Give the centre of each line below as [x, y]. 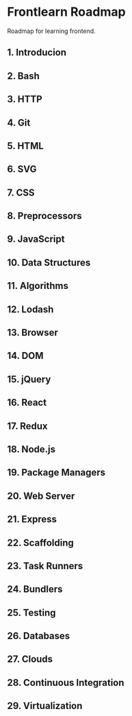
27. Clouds [30, 659]
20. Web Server [41, 496]
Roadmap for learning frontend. [51, 31]
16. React [27, 403]
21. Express [32, 519]
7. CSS [21, 193]
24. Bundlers [35, 589]
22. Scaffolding [40, 543]
